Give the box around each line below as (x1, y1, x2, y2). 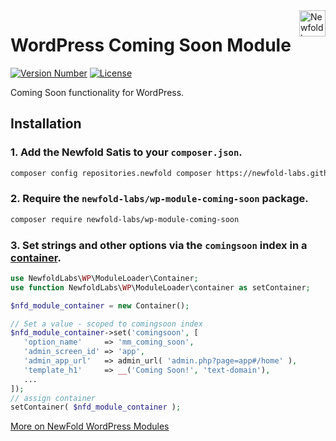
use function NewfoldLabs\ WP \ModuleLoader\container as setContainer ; (10, 282, 311, 293)
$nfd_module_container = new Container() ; (10, 300, 190, 311)
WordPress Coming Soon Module (10, 34, 292, 57)
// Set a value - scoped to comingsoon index (10, 319, 203, 329)
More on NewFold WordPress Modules (10, 420, 170, 433)
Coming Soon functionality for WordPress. (10, 86, 185, 98)
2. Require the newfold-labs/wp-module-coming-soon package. (10, 192, 309, 206)
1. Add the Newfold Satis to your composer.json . (10, 145, 243, 159)
